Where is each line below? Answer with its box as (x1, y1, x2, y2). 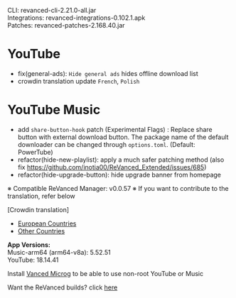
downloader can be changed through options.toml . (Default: (17, 140, 195, 148)
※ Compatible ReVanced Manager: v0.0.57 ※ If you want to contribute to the (7, 184, 229, 192)
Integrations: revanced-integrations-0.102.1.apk (7, 13, 146, 22)
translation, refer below (7, 192, 76, 200)
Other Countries (17, 226, 65, 235)
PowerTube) (17, 148, 53, 156)
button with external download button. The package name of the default (17, 133, 229, 141)
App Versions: (7, 241, 51, 249)
